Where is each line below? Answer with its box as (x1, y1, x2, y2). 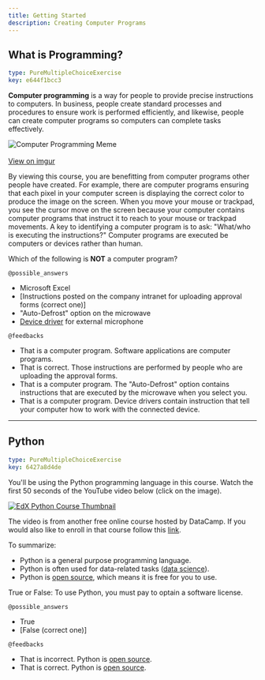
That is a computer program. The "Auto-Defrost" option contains (19, 380, 230, 389)
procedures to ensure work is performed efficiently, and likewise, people (8, 107, 244, 117)
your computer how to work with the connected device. (19, 404, 200, 415)
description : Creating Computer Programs (8, 19, 147, 27)
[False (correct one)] (19, 625, 87, 634)
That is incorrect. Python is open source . (19, 654, 152, 663)
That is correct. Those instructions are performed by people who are (19, 363, 243, 372)
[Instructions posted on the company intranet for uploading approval (19, 291, 242, 301)
